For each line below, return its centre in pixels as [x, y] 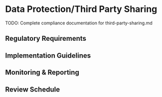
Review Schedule [33, 89]
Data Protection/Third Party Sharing [81, 9]
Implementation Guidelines [48, 55]
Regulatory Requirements [46, 39]
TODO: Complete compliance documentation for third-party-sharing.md [79, 23]
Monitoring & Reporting [42, 72]
